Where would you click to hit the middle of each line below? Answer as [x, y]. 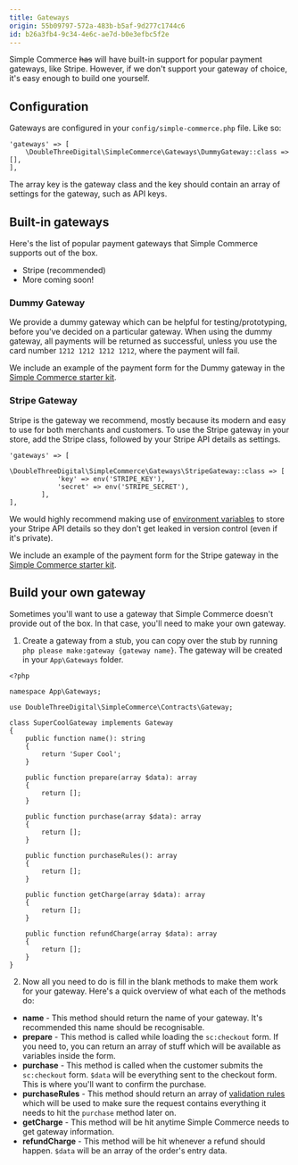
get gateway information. [68, 1132]
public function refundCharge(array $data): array [121, 934]
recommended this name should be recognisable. [113, 1028]
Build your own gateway [78, 592]
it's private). [31, 537]
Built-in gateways [59, 222]
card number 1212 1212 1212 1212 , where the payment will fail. [124, 351]
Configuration [49, 107]
